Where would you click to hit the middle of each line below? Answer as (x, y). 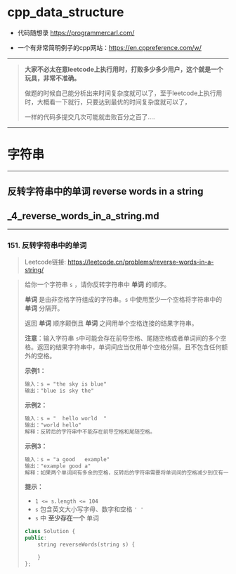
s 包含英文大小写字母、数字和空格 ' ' (89, 509)
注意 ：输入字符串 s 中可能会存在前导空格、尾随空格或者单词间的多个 (122, 338)
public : (35, 538)
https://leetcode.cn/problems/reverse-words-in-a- (141, 262)
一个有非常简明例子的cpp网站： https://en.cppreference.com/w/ (110, 47)
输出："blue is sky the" (59, 391)
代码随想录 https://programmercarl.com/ (76, 32)
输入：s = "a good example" (67, 459)
